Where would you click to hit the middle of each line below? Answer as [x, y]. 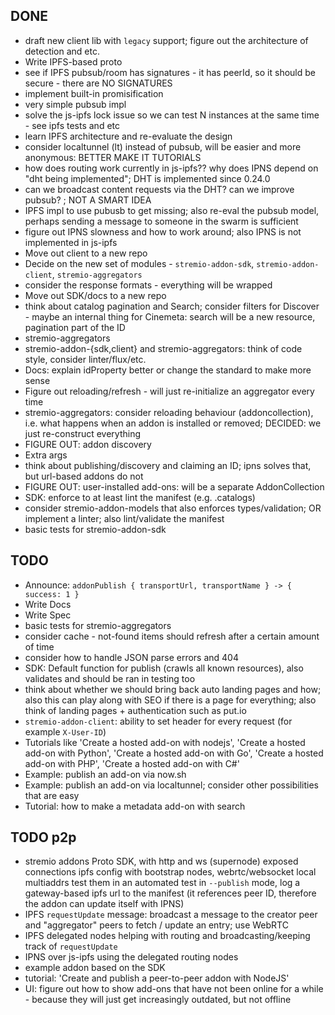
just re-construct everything [83, 433]
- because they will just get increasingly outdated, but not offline [158, 1000]
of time [39, 646]
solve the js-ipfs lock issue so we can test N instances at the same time [172, 115]
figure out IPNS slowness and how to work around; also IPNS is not [163, 231]
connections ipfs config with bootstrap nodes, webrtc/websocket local [170, 872]
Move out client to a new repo [86, 253]
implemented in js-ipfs [71, 242]
